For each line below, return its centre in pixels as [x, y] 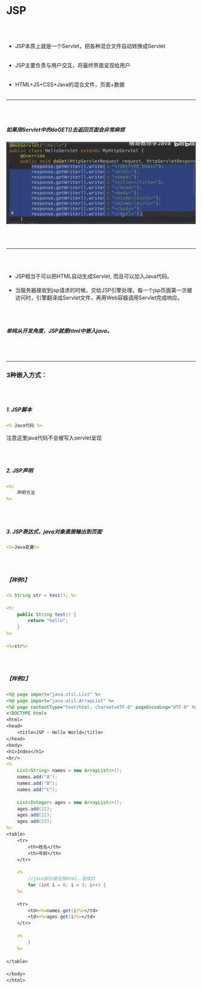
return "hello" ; [48, 621]
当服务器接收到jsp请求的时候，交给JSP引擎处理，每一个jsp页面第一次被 [103, 290]
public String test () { [47, 614]
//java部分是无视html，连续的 [61, 879]
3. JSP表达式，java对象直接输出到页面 [54, 532]
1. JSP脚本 [19, 410]
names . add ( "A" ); [38, 777]
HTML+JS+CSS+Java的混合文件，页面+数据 [70, 84]
